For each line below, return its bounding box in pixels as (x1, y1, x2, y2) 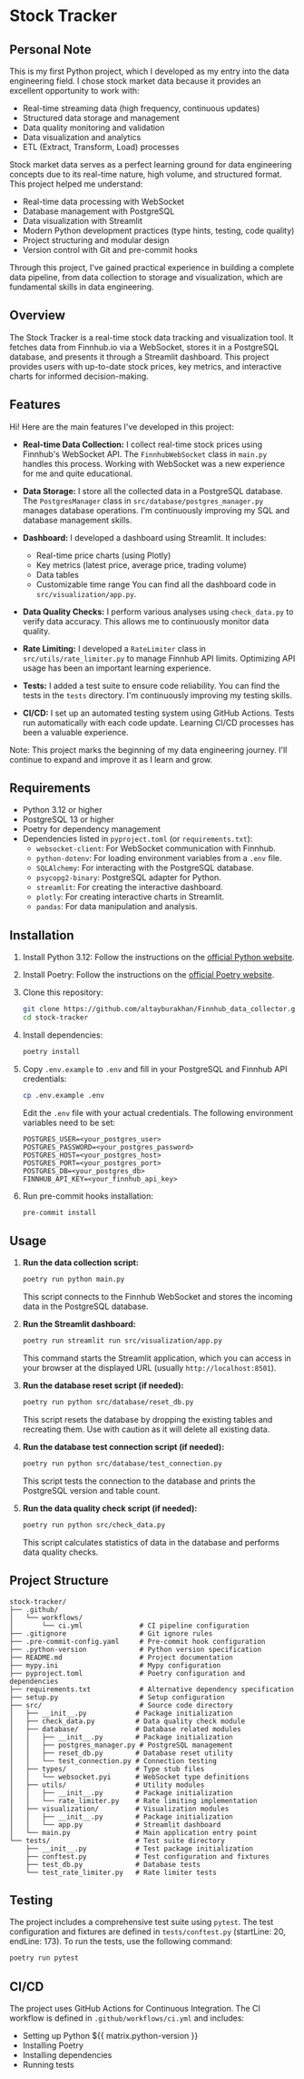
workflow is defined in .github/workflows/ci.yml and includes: (9, 2013, 245, 2023)
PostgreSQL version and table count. (22, 1485, 161, 1496)
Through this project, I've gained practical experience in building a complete (9, 262, 295, 273)
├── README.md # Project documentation (9, 1653, 233, 1662)
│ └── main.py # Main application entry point (9, 1828, 258, 1837)
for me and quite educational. (22, 468, 133, 479)
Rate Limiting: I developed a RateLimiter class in (22, 643, 207, 654)
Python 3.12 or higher (22, 805, 103, 816)
